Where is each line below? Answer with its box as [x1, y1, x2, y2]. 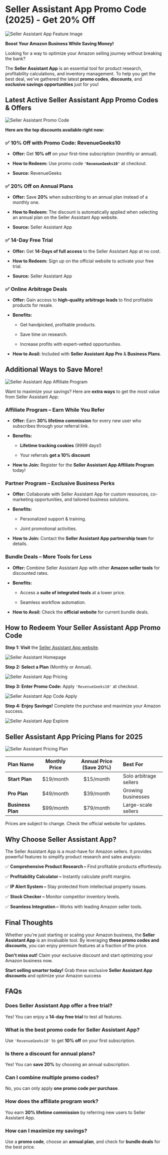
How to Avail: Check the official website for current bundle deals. [12, 609, 149, 615]
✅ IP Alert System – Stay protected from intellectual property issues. [5, 883, 147, 889]
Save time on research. [19, 331, 67, 337]
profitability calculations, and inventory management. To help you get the [5, 70, 156, 76]
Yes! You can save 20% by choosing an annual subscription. [5, 1062, 130, 1068]
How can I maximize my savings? [5, 1127, 87, 1134]
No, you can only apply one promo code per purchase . [5, 1085, 119, 1091]
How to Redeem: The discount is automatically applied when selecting [12, 209, 158, 215]
